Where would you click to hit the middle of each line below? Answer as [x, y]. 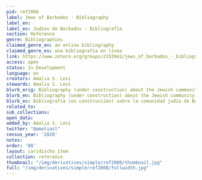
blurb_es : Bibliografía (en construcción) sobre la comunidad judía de [98, 101]
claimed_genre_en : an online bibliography [60, 46]
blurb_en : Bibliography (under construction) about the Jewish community [101, 95]
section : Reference [31, 34]
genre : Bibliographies [35, 40]
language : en [23, 73]
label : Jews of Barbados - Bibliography [58, 17]
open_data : [20, 118]
